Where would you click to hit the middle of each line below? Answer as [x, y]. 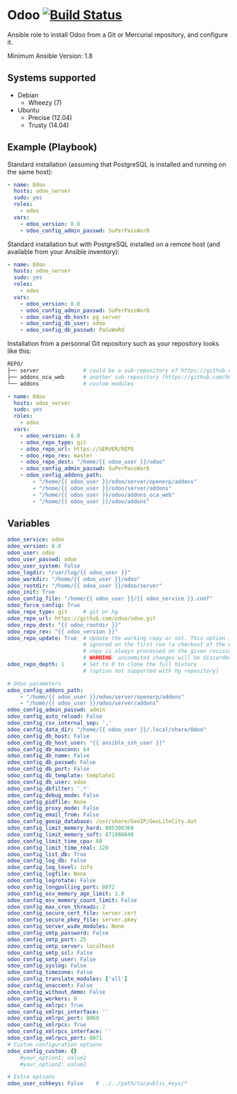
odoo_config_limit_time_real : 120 [58, 848]
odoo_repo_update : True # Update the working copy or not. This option [116, 638]
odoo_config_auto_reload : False [55, 716]
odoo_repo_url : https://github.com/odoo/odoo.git [82, 618]
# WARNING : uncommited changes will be [141, 658]
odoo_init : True [31, 592]
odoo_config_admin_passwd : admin [56, 710]
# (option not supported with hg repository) [151, 671]
